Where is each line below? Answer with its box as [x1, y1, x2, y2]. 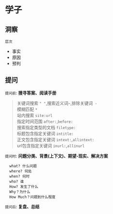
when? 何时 [9, 174, 30, 179]
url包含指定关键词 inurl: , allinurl [16, 143, 85, 148]
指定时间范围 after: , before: [16, 118, 73, 124]
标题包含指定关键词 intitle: [16, 131, 74, 136]
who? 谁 [9, 179, 24, 184]
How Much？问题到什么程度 [9, 195, 56, 199]
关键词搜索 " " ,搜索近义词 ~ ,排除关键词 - [16, 100, 98, 106]
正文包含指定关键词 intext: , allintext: [16, 136, 95, 142]
